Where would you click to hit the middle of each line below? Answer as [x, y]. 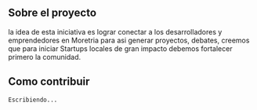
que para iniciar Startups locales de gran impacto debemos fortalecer [120, 48]
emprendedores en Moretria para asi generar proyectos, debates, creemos [129, 40]
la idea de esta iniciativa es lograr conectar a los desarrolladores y [115, 31]
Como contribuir [49, 82]
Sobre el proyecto [52, 13]
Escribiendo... [33, 100]
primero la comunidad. [44, 57]
